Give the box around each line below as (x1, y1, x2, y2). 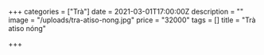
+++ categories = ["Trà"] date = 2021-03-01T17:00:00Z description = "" (8, 7, 244, 16)
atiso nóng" (8, 24, 46, 33)
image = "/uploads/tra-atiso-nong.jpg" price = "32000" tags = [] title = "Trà (8, 15, 256, 25)
